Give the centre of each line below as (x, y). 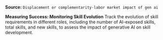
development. (19, 32)
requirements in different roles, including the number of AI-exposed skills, (80, 22)
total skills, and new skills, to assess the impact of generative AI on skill (78, 27)
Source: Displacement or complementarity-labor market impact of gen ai (82, 7)
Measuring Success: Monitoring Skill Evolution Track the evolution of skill (82, 17)
